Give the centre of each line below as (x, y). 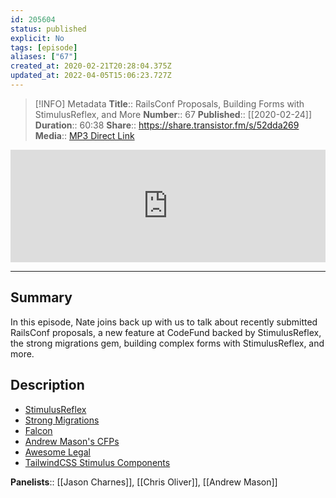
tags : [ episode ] (44, 47)
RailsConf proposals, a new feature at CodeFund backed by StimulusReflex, (166, 332)
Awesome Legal (57, 452)
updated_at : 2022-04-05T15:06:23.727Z (91, 76)
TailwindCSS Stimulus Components (97, 462)
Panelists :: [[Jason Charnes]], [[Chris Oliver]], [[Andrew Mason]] (144, 482)
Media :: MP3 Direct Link (84, 135)
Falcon (38, 430)
